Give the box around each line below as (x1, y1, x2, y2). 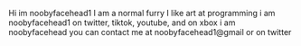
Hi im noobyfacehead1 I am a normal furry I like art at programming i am (8, 8, 276, 18)
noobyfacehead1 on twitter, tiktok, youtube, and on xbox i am (8, 17, 236, 28)
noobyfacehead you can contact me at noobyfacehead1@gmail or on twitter (8, 27, 292, 37)
